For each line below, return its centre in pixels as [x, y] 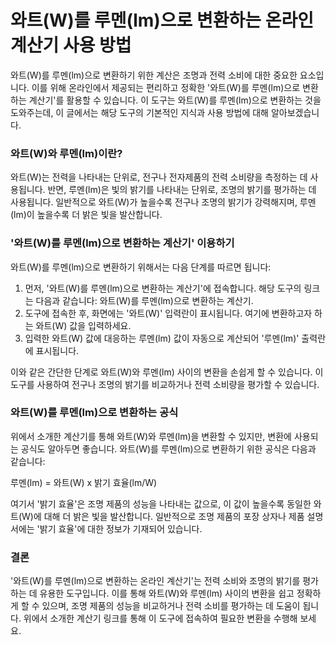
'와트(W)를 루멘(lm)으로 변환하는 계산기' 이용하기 [122, 243]
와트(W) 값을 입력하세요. [83, 325]
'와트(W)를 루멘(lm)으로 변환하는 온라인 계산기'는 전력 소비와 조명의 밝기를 [155, 581]
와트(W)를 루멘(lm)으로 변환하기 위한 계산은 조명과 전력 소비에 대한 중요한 [154, 75]
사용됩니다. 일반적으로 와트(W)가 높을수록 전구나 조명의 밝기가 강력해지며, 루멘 [163, 202]
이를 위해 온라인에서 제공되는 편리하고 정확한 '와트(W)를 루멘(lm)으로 [166, 87]
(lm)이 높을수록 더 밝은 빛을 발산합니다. [86, 215]
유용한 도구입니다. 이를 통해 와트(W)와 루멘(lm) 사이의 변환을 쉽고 [167, 593]
